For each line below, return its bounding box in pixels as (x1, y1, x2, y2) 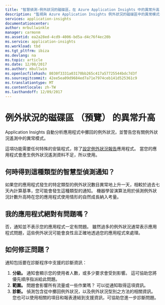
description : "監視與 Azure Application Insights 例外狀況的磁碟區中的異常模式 (5, 12, 160, 17)
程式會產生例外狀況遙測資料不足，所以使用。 (9, 152, 100, 158)
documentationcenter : (5, 21, 50, 26)
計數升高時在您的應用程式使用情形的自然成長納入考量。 (9, 194, 121, 200)
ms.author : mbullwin (5, 67, 48, 72)
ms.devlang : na (5, 53, 36, 58)
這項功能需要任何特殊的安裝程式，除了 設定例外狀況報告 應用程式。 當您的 (5, 146, 153, 152)
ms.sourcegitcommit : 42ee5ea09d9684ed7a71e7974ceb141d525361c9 (5, 76, 137, 81)
